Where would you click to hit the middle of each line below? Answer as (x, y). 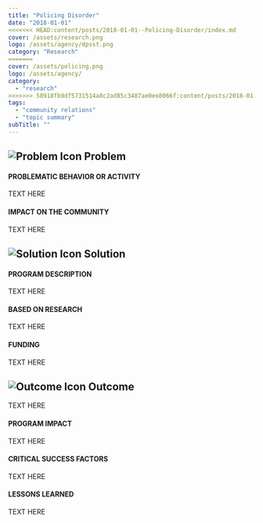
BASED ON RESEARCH (45, 309)
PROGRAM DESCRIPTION (50, 274)
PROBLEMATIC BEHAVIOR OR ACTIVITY (74, 176)
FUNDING (24, 344)
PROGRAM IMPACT (40, 423)
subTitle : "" (29, 125)
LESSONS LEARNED (41, 494)
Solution (104, 254)
